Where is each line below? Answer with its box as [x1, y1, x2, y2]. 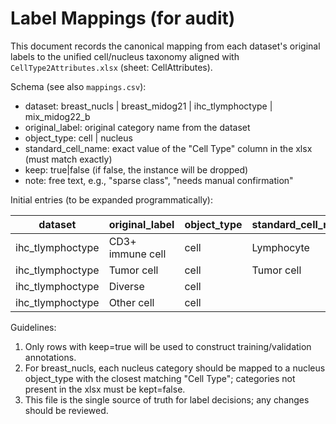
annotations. [24, 351, 77, 363]
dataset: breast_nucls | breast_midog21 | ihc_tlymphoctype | [24, 100, 273, 112]
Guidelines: [10, 321, 57, 333]
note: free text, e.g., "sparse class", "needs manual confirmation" [24, 174, 294, 186]
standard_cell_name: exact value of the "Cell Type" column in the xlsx [24, 142, 313, 154]
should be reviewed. [24, 404, 109, 416]
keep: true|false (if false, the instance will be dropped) [24, 163, 249, 176]
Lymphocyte [251, 240, 310, 254]
